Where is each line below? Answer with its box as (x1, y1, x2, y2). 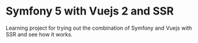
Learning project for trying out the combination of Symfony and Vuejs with (5, 24, 193, 31)
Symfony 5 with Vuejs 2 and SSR (5, 4, 174, 18)
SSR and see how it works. (5, 30, 73, 38)
